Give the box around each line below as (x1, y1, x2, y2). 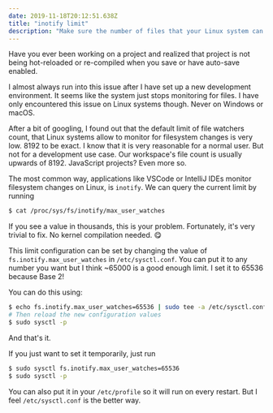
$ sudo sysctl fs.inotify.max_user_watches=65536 (8, 364, 180, 372)
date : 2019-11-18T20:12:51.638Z (8, 11, 118, 20)
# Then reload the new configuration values (8, 311, 162, 319)
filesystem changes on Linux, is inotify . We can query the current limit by (8, 183, 258, 192)
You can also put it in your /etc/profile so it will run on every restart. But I (8, 386, 258, 396)
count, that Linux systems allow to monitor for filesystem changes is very (8, 132, 253, 142)
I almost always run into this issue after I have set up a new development (8, 82, 252, 92)
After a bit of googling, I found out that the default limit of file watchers (8, 123, 245, 134)
